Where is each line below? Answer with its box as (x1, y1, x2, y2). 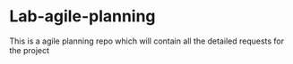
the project (9, 44, 50, 55)
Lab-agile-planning (9, 6, 156, 27)
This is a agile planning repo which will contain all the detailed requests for (9, 36, 285, 46)
